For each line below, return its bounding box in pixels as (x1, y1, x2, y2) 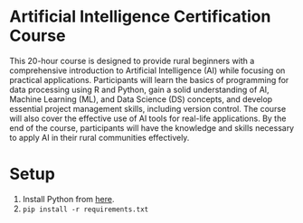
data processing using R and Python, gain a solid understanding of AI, (9, 84, 270, 95)
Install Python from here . (22, 193, 115, 204)
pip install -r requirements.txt (22, 205, 149, 214)
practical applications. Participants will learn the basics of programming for (9, 74, 289, 85)
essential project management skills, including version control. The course (9, 103, 287, 114)
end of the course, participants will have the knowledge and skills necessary (9, 122, 295, 133)
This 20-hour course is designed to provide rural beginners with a (9, 55, 255, 66)
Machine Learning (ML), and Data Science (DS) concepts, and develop (9, 93, 273, 105)
